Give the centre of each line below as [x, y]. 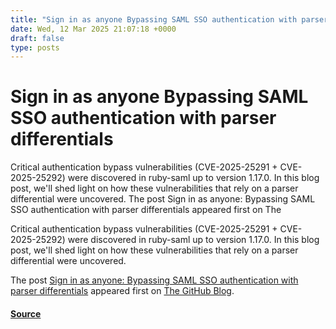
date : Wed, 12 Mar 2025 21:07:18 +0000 [93, 29]
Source [26, 313]
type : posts [35, 47]
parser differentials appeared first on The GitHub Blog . [122, 291]
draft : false [37, 38]
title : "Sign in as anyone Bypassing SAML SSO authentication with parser [169, 19]
